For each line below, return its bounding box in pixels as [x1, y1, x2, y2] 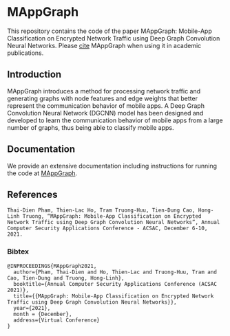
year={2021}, [13, 304, 51, 311]
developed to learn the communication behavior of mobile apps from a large [7, 116, 223, 124]
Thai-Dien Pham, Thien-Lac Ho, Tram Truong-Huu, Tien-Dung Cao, [7, 207, 196, 214]
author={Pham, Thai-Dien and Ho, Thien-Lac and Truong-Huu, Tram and [13, 269, 217, 276]
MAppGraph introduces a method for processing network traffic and [7, 87, 201, 95]
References [7, 188, 58, 200]
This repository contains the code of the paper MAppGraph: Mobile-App [7, 27, 212, 35]
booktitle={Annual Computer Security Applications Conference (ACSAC [13, 280, 217, 287]
